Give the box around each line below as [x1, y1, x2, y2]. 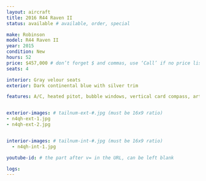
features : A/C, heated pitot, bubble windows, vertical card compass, [6, 93, 191, 100]
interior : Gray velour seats [6, 77, 81, 83]
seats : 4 [6, 66, 29, 72]
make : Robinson [6, 31, 45, 37]
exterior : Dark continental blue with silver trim [6, 82, 139, 89]
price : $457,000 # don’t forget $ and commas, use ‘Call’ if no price [6, 60, 191, 66]
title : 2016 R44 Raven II [6, 15, 72, 21]
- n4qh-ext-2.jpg [6, 121, 51, 128]
